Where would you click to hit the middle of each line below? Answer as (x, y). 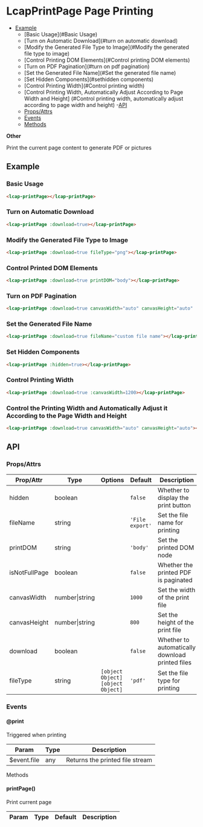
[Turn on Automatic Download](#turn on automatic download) (101, 41)
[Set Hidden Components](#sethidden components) (89, 79)
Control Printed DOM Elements (52, 268)
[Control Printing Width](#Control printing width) (84, 85)
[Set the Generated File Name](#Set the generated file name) (100, 73)
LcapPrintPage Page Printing (80, 11)
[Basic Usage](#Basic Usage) (61, 34)
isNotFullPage (29, 572)
